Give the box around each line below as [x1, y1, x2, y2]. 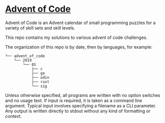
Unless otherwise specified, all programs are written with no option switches [5, 92, 161, 98]
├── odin [31, 75, 50, 80]
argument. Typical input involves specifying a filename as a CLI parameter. [5, 102, 157, 109]
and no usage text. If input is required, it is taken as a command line [5, 97, 142, 103]
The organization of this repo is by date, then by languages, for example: [5, 44, 153, 50]
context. [5, 113, 22, 119]
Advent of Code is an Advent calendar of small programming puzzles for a [5, 20, 156, 26]
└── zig [31, 84, 48, 89]
